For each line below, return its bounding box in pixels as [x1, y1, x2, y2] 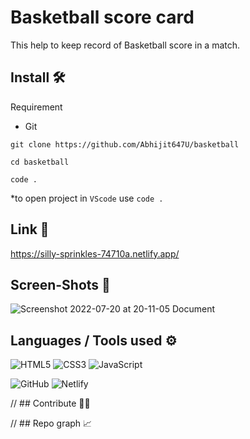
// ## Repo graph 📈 [10, 417, 93, 430]
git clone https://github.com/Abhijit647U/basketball [10, 139, 240, 150]
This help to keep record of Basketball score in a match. [10, 39, 241, 51]
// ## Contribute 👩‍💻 [10, 397, 91, 410]
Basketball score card [10, 6, 195, 29]
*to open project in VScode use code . [10, 192, 164, 204]
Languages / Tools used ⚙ [10, 332, 178, 349]
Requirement [10, 101, 63, 113]
